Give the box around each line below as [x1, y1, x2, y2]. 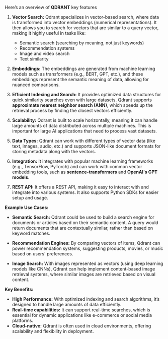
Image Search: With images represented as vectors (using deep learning [12, 260, 163, 266]
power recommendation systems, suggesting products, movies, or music [12, 245, 163, 251]
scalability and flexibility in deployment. [12, 328, 94, 334]
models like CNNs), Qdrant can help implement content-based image [12, 266, 155, 272]
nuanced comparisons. [12, 82, 60, 88]
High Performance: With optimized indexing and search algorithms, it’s [12, 296, 160, 302]
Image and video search [19, 50, 70, 56]
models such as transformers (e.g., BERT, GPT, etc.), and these [12, 71, 143, 77]
